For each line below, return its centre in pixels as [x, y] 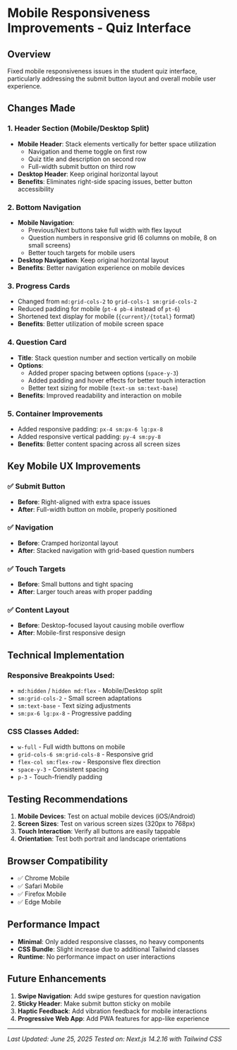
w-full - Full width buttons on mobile [71, 747]
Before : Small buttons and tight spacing [75, 584]
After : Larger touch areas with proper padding [85, 592]
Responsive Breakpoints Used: [61, 675]
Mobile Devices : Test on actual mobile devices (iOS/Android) [107, 816]
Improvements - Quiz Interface [99, 28]
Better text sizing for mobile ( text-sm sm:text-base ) [103, 387]
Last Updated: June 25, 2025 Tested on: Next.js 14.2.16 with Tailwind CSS [115, 1039]
